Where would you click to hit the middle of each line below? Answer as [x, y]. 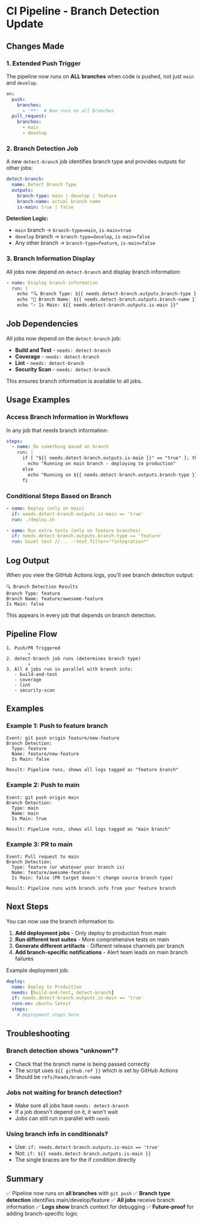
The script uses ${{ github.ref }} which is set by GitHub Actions [96, 1070]
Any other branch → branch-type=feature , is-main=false [85, 243]
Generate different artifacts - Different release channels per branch [99, 946]
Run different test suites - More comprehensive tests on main [92, 939]
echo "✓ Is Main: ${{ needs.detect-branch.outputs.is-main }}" [98, 305]
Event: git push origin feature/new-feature [63, 738]
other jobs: [20, 168]
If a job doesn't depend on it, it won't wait [66, 1112]
